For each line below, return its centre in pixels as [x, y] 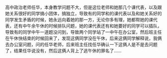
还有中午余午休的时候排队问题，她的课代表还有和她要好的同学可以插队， [88, 26]
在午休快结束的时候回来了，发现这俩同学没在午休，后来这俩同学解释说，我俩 [83, 38]
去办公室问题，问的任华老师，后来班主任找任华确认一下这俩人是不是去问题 [81, 44]
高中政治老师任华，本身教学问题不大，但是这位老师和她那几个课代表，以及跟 [83, 7]
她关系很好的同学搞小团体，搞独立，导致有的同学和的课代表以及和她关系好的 [83, 13]
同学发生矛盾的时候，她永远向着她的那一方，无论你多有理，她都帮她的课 [79, 20]
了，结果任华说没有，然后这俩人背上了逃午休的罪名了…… [63, 51]
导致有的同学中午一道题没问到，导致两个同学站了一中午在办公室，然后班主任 [83, 32]
